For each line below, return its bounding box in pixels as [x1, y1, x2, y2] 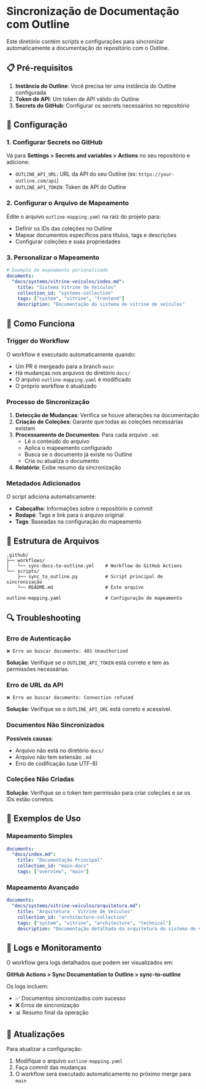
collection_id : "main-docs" [17, 863, 89, 869]
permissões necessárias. [6, 665, 69, 672]
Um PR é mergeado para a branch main [15, 363, 114, 370]
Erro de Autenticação [6, 634, 72, 643]
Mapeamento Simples [6, 831, 73, 840]
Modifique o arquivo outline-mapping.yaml [15, 1057, 123, 1064]
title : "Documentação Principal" [17, 857, 103, 863]
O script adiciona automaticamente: [6, 493, 97, 500]
